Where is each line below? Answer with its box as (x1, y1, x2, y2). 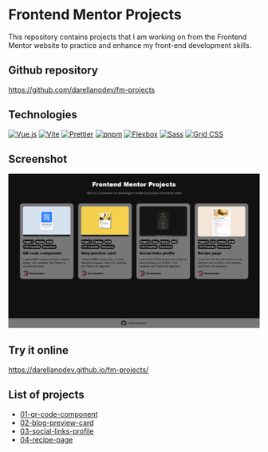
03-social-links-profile (19, 426, 94, 436)
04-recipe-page (19, 434, 73, 444)
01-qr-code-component (19, 409, 98, 418)
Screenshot (8, 152, 68, 165)
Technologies (8, 108, 78, 121)
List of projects (8, 388, 85, 402)
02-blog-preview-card (19, 418, 94, 427)
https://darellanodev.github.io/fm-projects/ (8, 365, 149, 375)
